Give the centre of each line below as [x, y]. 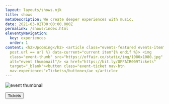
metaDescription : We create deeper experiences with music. [70, 19]
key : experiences [28, 38]
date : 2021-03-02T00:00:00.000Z [39, 24]
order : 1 [19, 43]
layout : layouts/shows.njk [33, 10]
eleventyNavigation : [27, 33]
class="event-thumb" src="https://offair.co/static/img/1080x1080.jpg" [87, 57]
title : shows [19, 15]
